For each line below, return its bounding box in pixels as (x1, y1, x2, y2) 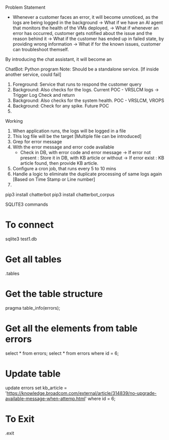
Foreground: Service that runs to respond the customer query (12, 81, 142, 87)
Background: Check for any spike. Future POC (12, 103, 109, 108)
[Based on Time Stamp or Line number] (12, 176, 95, 182)
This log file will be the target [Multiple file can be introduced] (12, 133, 142, 139)
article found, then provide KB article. (20, 160, 98, 166)
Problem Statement (5, 5, 46, 10)
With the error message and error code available (12, 144, 114, 150)
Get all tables (5, 253, 62, 265)
